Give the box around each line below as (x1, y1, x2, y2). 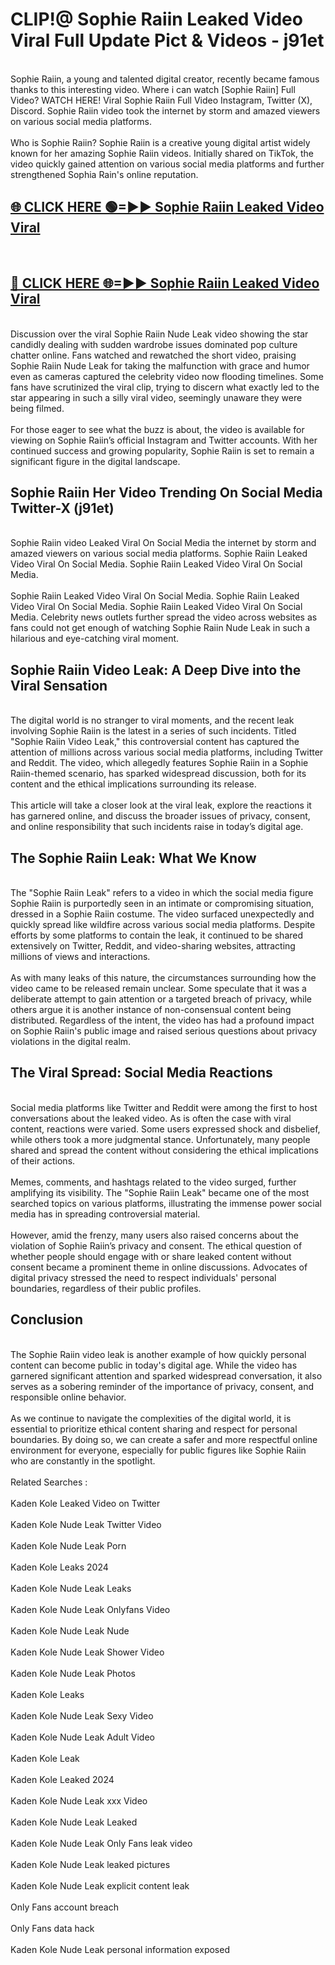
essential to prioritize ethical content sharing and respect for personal (10, 1423, 298, 1435)
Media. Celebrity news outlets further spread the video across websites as (10, 611, 318, 623)
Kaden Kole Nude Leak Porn (10, 1539, 127, 1552)
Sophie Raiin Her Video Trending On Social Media (10, 484, 323, 501)
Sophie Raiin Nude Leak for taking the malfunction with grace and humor (10, 359, 310, 372)
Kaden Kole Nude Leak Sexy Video (10, 1709, 154, 1722)
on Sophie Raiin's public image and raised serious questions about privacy (10, 1025, 318, 1037)
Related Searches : (10, 1476, 88, 1488)
